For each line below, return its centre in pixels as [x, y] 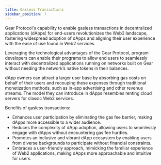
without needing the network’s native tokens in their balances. [67, 68]
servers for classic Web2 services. [40, 98]
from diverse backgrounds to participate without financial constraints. [82, 143]
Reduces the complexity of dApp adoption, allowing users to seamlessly [84, 127]
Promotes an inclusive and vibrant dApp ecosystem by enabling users [82, 138]
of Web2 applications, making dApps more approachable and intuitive [82, 153]
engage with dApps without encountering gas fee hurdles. [70, 132]
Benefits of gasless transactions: [38, 108]
